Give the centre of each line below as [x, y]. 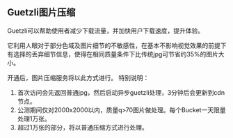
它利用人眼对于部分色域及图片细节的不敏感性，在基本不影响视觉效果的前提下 [117, 45]
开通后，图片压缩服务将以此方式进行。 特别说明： [78, 77]
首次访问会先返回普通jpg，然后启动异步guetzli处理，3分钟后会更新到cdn [121, 92]
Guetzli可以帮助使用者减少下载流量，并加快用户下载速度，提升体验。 [105, 31]
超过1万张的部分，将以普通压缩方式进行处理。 [82, 127]
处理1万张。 [34, 118]
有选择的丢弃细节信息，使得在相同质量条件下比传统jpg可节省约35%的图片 [113, 54]
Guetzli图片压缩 [41, 13]
